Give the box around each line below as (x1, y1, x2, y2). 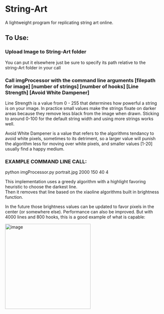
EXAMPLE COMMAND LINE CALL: (5, 158, 87, 165)
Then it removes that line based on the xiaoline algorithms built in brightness (5, 189, 159, 195)
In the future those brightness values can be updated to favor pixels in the (5, 204, 154, 209)
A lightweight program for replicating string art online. (5, 20, 114, 25)
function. (5, 194, 23, 200)
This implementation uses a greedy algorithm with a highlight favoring (5, 179, 146, 185)
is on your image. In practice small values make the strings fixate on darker (5, 105, 157, 111)
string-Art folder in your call (5, 64, 61, 70)
